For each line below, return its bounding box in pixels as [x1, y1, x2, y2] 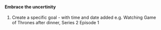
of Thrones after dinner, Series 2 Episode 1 [11, 20, 99, 26]
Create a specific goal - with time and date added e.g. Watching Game [11, 15, 156, 20]
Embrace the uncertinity [4, 4, 56, 10]
